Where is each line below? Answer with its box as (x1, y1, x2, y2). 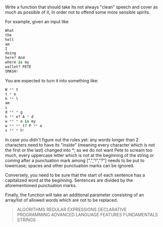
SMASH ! (5, 69, 18, 74)
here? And (5, 56, 25, 60)
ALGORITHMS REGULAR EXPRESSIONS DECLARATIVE (17, 207, 127, 212)
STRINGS (17, 217, 36, 223)
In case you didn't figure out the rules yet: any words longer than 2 (5, 136, 139, 143)
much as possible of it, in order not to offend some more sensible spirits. (5, 9, 150, 15)
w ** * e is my (5, 119, 36, 124)
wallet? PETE (5, 64, 32, 69)
